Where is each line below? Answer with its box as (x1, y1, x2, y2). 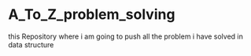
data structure (8, 39, 54, 49)
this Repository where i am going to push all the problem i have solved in (8, 32, 244, 41)
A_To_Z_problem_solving (8, 6, 175, 24)
